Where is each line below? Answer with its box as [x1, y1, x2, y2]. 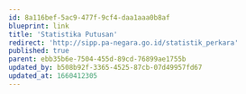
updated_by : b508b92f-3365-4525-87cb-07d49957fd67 [8, 64, 203, 73]
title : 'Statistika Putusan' [8, 30, 118, 38]
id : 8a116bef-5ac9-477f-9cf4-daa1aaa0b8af [8, 13, 170, 22]
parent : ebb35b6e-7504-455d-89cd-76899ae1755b [8, 55, 187, 64]
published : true [8, 47, 69, 56]
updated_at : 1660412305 [8, 72, 98, 81]
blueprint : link [8, 21, 69, 30]
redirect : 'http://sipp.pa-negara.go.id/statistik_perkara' [8, 38, 240, 47]
